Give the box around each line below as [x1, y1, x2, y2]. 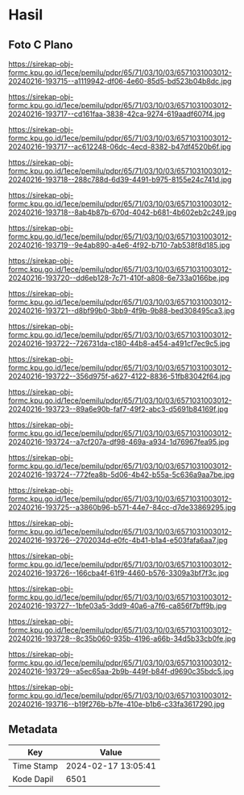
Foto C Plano [8, 38, 73, 52]
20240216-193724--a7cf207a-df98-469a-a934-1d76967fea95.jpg [8, 437, 230, 446]
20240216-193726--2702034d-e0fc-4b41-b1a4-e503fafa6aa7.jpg [8, 535, 228, 545]
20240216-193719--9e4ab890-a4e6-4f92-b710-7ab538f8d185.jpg [8, 241, 230, 249]
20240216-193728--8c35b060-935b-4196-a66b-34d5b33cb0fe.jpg [8, 634, 236, 643]
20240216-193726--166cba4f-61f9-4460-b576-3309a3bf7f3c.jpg [8, 568, 230, 578]
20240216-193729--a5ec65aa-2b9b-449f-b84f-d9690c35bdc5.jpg [8, 667, 234, 676]
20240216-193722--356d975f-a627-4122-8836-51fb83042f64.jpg [8, 371, 231, 381]
